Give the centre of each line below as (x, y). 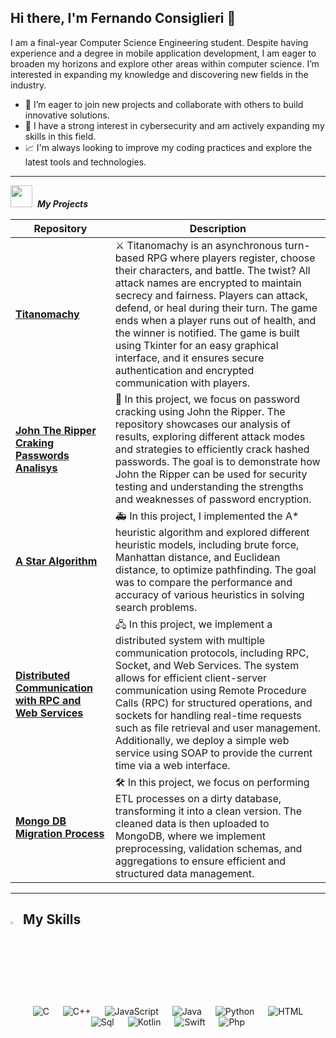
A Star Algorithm (56, 561)
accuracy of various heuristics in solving (209, 594)
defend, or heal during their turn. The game (216, 308)
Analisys (36, 468)
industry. (28, 85)
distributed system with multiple (190, 640)
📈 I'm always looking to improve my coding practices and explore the (168, 147)
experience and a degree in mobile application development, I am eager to (163, 53)
